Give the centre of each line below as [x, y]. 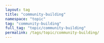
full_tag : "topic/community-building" [45, 28]
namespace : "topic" [25, 19]
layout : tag [17, 10]
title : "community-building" [35, 14]
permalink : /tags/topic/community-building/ [52, 33]
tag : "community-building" [33, 23]
